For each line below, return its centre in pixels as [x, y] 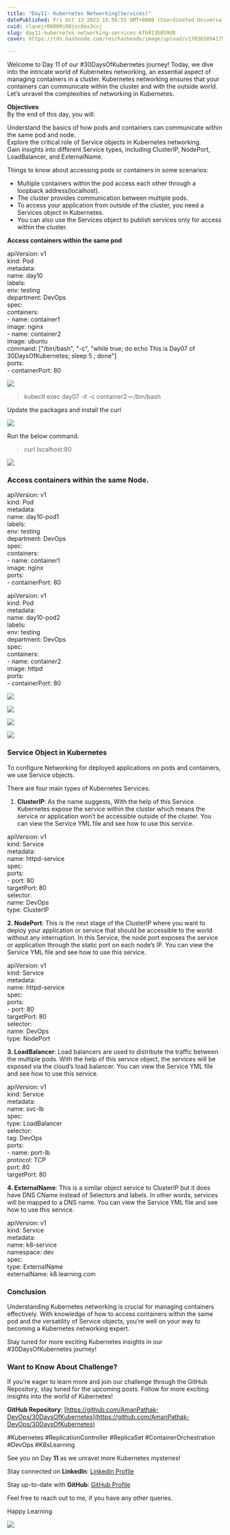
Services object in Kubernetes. [60, 213]
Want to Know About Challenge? [62, 1367]
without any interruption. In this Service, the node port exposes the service [113, 937]
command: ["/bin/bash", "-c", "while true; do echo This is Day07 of [101, 349]
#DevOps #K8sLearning [41, 1445]
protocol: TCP [27, 1159]
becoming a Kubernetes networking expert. [68, 1328]
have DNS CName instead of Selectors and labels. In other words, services [113, 1194]
